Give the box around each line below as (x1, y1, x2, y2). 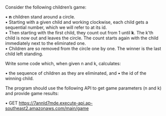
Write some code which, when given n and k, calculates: (5, 61, 121, 66)
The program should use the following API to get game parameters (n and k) (5, 85, 162, 91)
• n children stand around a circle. (5, 14, 76, 19)
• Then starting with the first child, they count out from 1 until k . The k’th (5, 30, 154, 35)
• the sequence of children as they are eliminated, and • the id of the (5, 70, 147, 76)
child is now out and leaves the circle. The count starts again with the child (5, 35, 159, 41)
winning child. (5, 76, 34, 81)
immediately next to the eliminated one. (5, 40, 86, 46)
